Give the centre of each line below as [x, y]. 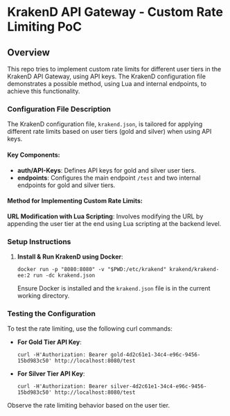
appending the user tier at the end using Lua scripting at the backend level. [114, 223]
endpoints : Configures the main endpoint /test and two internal [109, 177]
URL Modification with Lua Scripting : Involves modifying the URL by [105, 216]
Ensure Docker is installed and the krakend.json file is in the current [114, 288]
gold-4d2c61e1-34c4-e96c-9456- [156, 355]
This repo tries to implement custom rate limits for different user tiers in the [114, 69]
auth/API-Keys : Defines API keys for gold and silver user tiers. [106, 170]
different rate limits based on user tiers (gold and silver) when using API [109, 132]
